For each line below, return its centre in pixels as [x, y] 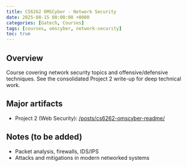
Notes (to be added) [44, 137]
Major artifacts [34, 104]
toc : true [19, 34]
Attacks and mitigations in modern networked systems [82, 157]
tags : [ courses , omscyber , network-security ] [64, 28]
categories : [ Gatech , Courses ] [45, 23]
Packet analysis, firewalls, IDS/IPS [57, 151]
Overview [25, 58]
